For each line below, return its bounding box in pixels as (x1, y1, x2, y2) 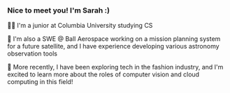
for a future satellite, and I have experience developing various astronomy (7, 42, 220, 51)
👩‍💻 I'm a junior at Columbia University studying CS (7, 22, 153, 30)
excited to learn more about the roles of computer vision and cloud (7, 70, 200, 78)
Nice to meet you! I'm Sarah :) (7, 6, 110, 15)
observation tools (7, 49, 58, 58)
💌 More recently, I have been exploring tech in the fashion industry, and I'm (7, 63, 224, 71)
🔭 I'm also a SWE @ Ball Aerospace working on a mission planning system (7, 35, 221, 43)
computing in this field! (7, 78, 73, 86)
